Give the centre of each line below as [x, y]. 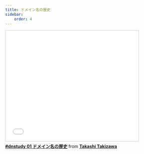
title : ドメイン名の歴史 [28, 10]
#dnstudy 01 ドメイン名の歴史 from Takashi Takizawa [61, 147]
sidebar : [14, 14]
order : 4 [23, 19]
